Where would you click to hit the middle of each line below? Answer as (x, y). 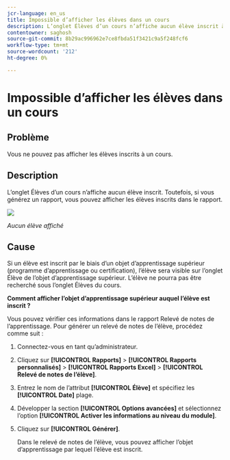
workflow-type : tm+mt (38, 45)
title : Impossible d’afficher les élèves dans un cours (88, 20)
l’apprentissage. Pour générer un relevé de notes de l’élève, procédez (105, 327)
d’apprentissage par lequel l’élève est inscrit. (80, 450)
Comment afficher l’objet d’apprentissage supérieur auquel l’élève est (108, 298)
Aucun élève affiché (35, 225)
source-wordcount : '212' (42, 52)
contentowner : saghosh (39, 33)
